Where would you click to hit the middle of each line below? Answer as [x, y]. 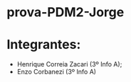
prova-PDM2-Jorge [65, 12]
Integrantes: [44, 45]
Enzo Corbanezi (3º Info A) [57, 72]
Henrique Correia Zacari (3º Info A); [69, 64]
